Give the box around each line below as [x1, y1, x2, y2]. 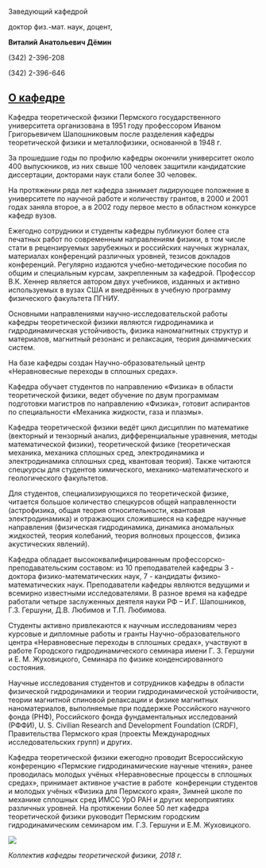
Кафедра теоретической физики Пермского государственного [8, 112, 221, 122]
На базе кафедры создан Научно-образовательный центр [8, 357, 206, 368]
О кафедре [8, 91, 66, 105]
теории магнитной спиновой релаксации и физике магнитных [8, 695, 218, 704]
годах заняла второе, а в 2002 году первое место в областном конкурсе [8, 202, 256, 211]
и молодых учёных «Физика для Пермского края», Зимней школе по [8, 786, 243, 796]
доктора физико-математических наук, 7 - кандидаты [8, 571, 192, 581]
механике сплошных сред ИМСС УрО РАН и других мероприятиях [8, 794, 234, 804]
